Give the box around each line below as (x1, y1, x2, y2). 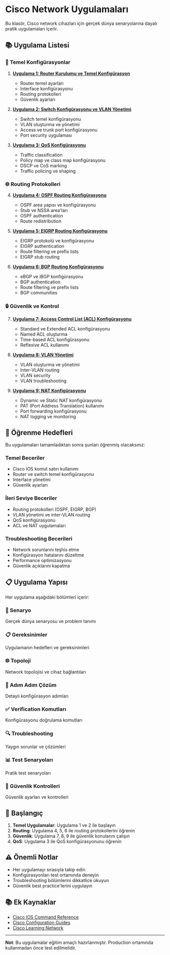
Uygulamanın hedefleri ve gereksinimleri (5, 645, 90, 651)
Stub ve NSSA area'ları (20, 207, 68, 213)
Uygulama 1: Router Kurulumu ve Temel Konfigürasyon (12, 70, 131, 77)
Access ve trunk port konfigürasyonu (20, 127, 98, 133)
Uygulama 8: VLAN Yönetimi (12, 352, 74, 358)
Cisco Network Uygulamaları (5, 4, 129, 15)
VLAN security (20, 373, 51, 379)
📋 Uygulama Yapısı (5, 578, 68, 586)
